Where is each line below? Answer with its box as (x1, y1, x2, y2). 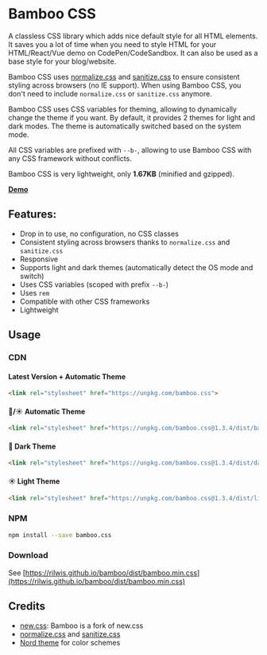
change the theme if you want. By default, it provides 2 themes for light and (8, 112, 256, 122)
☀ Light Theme (8, 476, 60, 486)
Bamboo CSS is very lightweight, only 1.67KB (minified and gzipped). (8, 169, 234, 178)
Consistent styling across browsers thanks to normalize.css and (19, 237, 230, 247)
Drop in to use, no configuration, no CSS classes (19, 229, 179, 238)
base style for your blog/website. (8, 57, 117, 66)
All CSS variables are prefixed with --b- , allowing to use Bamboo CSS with (8, 145, 252, 155)
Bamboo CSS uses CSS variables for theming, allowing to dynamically (8, 104, 237, 114)
